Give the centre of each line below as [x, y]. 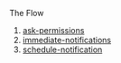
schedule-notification [62, 49]
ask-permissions [53, 30]
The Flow [27, 13]
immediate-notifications [66, 40]
